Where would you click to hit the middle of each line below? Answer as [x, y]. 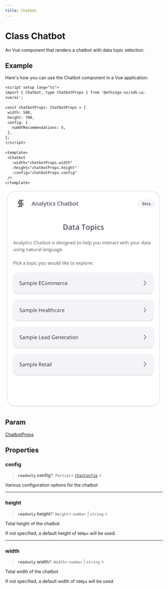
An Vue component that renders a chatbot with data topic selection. [75, 50]
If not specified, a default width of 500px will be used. [60, 581]
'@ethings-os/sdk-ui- [124, 93]
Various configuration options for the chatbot [51, 485]
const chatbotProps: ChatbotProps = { [45, 108]
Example [19, 65]
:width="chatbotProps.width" [42, 163]
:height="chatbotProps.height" [44, 168]
